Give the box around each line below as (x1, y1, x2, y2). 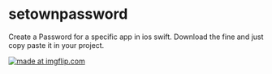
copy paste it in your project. (8, 40, 105, 50)
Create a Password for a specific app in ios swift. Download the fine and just (8, 32, 264, 41)
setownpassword (8, 5, 128, 24)
